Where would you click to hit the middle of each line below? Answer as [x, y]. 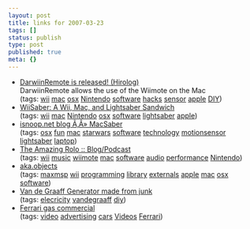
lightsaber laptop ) [48, 141]
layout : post [30, 15]
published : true [35, 52]
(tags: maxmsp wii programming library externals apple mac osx [124, 174]
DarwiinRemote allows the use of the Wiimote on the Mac [113, 90]
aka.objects [38, 166]
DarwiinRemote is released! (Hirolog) [79, 82]
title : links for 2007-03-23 [56, 23]
